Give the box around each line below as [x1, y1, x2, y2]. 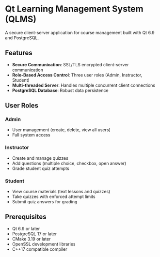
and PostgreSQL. [5, 35, 39, 41]
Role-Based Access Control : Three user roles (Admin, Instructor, [12, 72, 143, 78]
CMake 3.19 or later [12, 236, 51, 242]
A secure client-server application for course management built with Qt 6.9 [5, 30, 155, 35]
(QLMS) [5, 14, 37, 25]
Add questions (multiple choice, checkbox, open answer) [12, 160, 127, 166]
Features [5, 49, 32, 57]
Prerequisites [5, 213, 47, 221]
